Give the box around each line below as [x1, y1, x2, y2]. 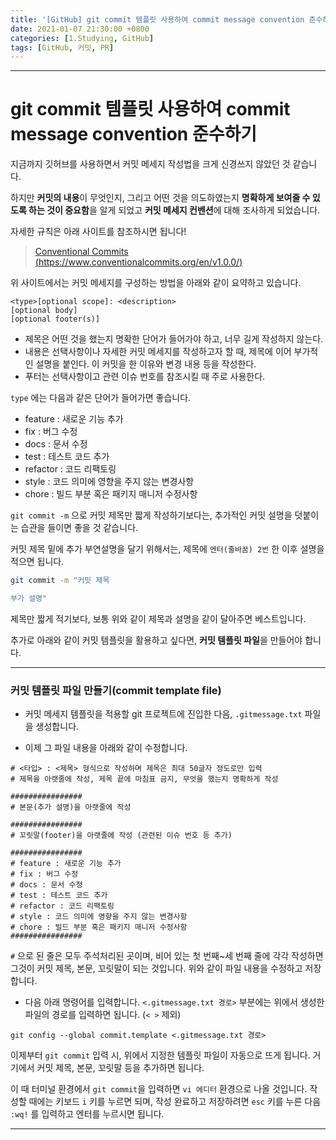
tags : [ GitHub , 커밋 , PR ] [10, 42, 115, 53]
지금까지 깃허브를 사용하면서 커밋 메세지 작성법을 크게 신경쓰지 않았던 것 [10, 158, 291, 170]
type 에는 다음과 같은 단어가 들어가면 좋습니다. [10, 392, 192, 404]
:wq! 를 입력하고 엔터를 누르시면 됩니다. [10, 1108, 165, 1120]
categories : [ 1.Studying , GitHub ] [10, 33, 155, 43]
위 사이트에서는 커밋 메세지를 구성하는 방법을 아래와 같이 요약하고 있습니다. [10, 277, 302, 289]
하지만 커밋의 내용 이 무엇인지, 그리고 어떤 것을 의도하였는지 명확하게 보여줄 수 [10, 192, 311, 204]
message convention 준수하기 [10, 123, 257, 146]
